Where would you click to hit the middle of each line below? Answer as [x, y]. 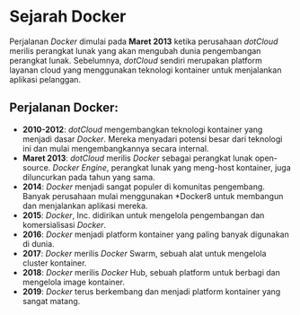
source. [36, 167]
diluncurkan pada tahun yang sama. [88, 177]
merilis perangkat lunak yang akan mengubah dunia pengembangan [135, 50]
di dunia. [39, 243]
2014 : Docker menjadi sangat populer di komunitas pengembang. [143, 187]
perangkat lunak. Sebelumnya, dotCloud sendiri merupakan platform [136, 60]
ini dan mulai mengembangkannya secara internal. [115, 148]
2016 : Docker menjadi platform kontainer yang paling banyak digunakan [155, 234]
